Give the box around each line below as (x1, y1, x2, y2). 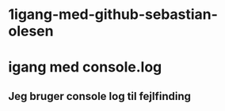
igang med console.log (8, 58, 162, 76)
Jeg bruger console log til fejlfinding (8, 89, 192, 103)
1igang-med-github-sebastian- (8, 6, 218, 24)
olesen (8, 22, 54, 40)
